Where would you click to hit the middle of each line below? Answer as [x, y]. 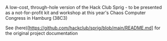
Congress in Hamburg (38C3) [37, 18]
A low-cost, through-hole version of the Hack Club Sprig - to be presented [84, 7]
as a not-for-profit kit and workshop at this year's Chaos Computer [76, 13]
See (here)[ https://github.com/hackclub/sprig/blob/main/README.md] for [83, 28]
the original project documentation [42, 33]
